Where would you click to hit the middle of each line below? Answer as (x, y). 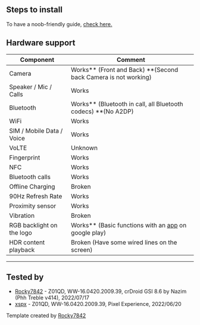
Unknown (85, 148)
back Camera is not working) (111, 77)
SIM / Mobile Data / (36, 130)
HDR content (27, 242)
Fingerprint (25, 157)
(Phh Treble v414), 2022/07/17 (52, 298)
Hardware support (41, 43)
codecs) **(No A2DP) (102, 111)
